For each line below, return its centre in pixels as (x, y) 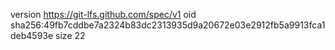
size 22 (70, 35)
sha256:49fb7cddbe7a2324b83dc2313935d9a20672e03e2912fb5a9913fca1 (168, 25)
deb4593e (32, 35)
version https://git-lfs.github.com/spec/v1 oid (103, 14)
